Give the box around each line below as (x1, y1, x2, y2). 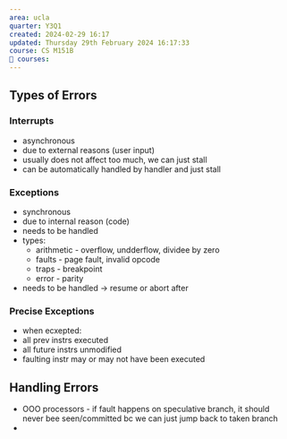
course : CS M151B (9, 47, 74, 56)
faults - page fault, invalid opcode (35, 254, 161, 264)
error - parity (35, 272, 84, 283)
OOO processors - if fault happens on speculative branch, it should (21, 404, 270, 415)
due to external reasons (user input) (21, 144, 155, 155)
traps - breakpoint (35, 263, 103, 274)
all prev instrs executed (21, 335, 109, 346)
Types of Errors (9, 88, 97, 103)
